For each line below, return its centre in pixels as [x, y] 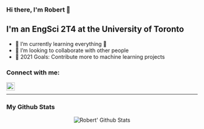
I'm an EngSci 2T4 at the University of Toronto [95, 29]
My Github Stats [31, 107]
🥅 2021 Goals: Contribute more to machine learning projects [90, 56]
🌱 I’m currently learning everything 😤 [61, 44]
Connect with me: [33, 72]
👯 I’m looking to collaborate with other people [72, 50]
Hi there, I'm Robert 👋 [39, 10]
